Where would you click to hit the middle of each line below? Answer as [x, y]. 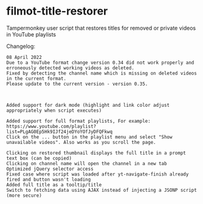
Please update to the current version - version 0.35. [77, 84]
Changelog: [21, 46]
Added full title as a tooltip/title [54, 185]
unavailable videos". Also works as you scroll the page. [81, 142]
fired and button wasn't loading [49, 179]
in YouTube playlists [31, 34]
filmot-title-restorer [57, 11]
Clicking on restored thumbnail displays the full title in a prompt [96, 153]
